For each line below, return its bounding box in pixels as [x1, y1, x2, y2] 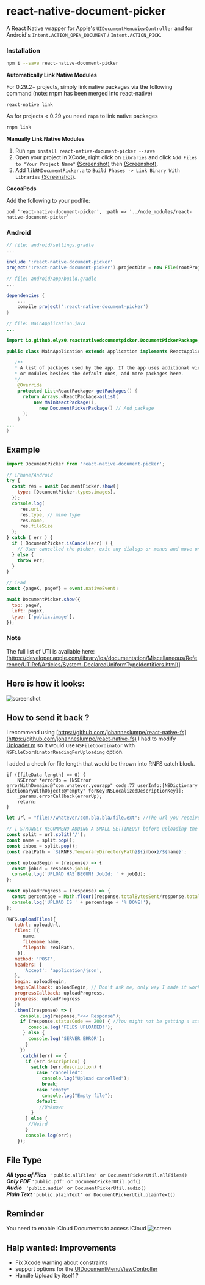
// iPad [6, 580, 26, 586]
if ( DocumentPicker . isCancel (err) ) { [12, 540, 113, 546]
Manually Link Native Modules [6, 135, 85, 142]
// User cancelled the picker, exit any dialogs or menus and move [17, 546, 192, 552]
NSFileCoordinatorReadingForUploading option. [6, 748, 124, 756]
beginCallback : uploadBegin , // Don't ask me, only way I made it [14, 984, 187, 990]
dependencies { [6, 292, 45, 298]
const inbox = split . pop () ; [6, 843, 78, 849]
